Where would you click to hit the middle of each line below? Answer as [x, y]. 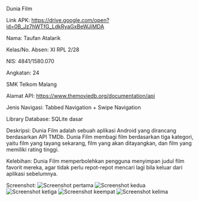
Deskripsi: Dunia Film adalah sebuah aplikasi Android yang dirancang [91, 130]
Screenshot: [21, 185]
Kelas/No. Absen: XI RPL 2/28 [43, 50]
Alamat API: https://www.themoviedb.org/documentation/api [81, 96]
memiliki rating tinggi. [33, 149]
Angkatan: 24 [23, 73]
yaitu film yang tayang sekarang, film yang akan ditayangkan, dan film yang [99, 143]
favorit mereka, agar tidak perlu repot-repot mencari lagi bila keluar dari [94, 167]
